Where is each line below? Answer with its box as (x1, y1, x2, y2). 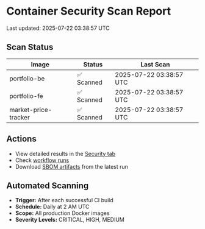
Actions (6, 134, 37, 144)
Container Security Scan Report (6, 4, 171, 18)
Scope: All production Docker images (15, 210, 110, 217)
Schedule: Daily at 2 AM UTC (15, 203, 90, 211)
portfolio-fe (9, 91, 44, 100)
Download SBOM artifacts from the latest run (15, 163, 128, 170)
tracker (9, 113, 31, 121)
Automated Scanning (6, 180, 89, 191)
